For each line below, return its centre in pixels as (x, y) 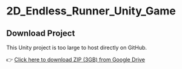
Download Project (41, 33)
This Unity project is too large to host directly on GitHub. (77, 47)
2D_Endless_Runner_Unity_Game (91, 11)
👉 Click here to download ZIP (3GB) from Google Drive (76, 59)
